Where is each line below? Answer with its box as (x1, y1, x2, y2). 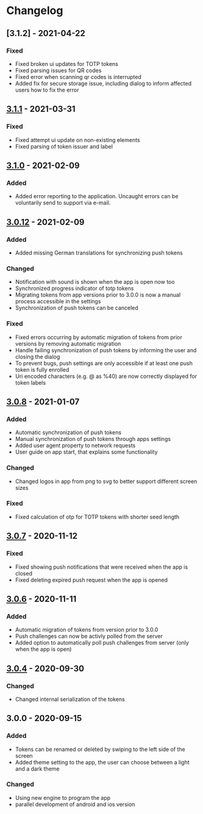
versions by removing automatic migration (15, 340, 121, 347)
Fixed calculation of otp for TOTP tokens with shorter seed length (15, 513, 180, 520)
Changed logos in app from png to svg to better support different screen (15, 478, 198, 485)
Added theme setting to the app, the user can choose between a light (15, 758, 190, 766)
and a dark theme (15, 765, 60, 772)
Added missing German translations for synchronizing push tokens (15, 249, 183, 256)
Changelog (6, 4, 63, 18)
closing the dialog (15, 353, 60, 360)
